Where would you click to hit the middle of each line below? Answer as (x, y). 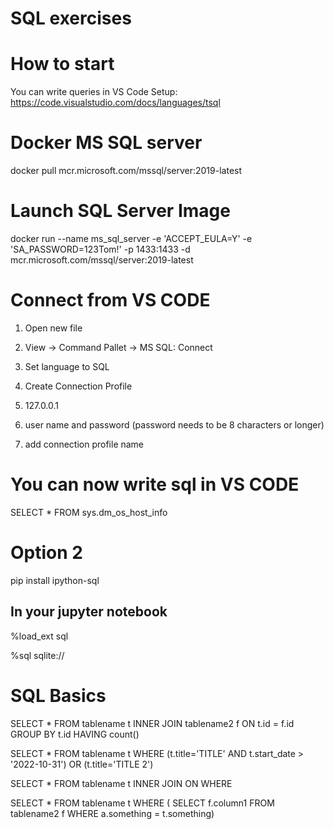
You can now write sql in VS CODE (155, 484)
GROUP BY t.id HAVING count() (75, 734)
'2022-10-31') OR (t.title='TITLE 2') (82, 764)
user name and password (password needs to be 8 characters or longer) (174, 424)
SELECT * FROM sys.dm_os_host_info (89, 512)
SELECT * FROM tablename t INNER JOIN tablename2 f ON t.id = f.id (152, 723)
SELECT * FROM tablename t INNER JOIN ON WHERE (121, 783)
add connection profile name (84, 444)
